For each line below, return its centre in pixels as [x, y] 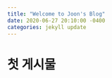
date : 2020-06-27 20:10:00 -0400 [56, 21]
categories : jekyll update [47, 27]
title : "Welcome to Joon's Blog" [56, 14]
